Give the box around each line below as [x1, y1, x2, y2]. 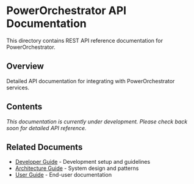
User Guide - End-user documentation [15, 171, 112, 178]
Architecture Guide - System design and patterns [15, 164, 139, 172]
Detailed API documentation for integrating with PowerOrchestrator [6, 77, 175, 84]
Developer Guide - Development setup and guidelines [15, 158, 151, 166]
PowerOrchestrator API [6, 4, 127, 18]
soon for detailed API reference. [6, 124, 87, 131]
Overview [6, 61, 45, 72]
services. [6, 84, 29, 91]
